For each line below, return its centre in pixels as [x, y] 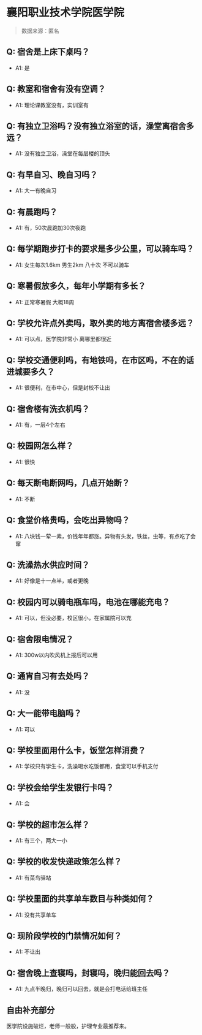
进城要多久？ [31, 372]
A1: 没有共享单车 [36, 915]
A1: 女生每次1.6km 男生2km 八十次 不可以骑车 [72, 265]
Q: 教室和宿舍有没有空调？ [56, 89]
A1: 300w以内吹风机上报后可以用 [56, 655]
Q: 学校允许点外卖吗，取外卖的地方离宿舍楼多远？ [100, 323]
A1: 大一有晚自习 [36, 191]
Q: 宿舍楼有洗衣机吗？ [48, 409]
